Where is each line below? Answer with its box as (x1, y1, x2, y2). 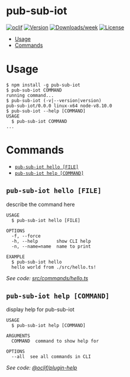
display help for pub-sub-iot (6, 306, 75, 313)
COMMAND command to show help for (11, 338, 99, 344)
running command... (6, 92, 54, 99)
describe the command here (6, 201, 75, 208)
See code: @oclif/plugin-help (6, 364, 77, 372)
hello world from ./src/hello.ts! (11, 264, 96, 270)
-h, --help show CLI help (11, 238, 92, 244)
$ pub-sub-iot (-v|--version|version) (6, 97, 102, 103)
